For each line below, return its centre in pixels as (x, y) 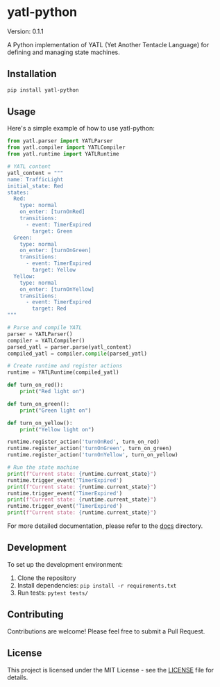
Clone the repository (46, 578)
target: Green (52, 231)
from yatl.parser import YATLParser (60, 141)
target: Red (50, 309)
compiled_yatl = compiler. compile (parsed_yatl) (77, 354)
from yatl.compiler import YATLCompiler (67, 148)
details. (18, 677)
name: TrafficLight (35, 179)
